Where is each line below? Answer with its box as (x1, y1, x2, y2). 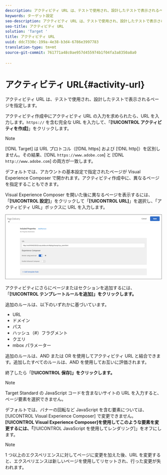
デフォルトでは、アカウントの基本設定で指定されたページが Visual (5, 169, 141, 175)
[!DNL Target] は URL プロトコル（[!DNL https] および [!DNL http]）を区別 (5, 146, 156, 152)
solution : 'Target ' (5, 29, 48, 34)
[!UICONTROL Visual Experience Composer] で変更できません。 (5, 413, 136, 419)
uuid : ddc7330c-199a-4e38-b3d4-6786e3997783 (5, 40, 99, 45)
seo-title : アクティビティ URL (5, 24, 64, 29)
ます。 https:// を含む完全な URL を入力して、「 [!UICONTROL (13, 119, 140, 125)
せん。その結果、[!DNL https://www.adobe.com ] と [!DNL (9, 152, 124, 158)
